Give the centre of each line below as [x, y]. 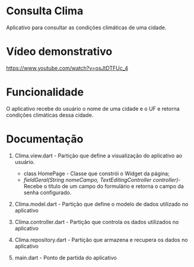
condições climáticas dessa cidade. [50, 115]
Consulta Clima [45, 11]
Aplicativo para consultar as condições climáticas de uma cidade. [86, 27]
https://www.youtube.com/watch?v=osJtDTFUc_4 [67, 68]
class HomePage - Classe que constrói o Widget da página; [96, 173]
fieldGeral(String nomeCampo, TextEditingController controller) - [102, 179]
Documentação [45, 139]
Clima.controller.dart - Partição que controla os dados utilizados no [97, 222]
